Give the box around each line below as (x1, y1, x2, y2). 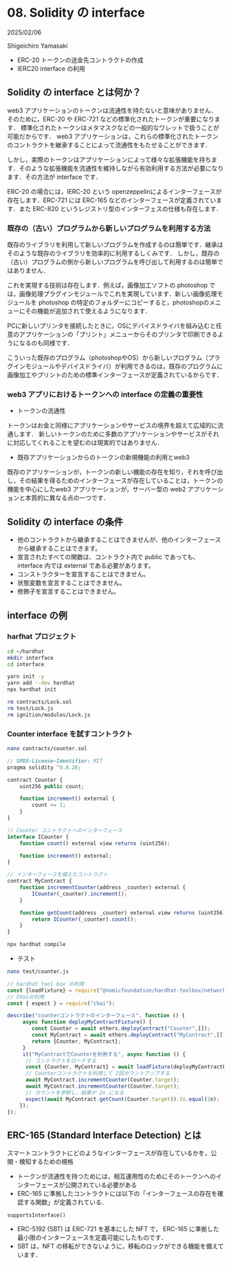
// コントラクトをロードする (25, 1057, 97, 1064)
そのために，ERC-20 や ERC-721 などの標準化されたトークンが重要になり (7, 115, 215, 123)
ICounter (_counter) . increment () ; (32, 890, 128, 897)
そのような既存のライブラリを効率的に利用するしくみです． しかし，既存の (7, 249, 220, 257)
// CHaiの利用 (7, 993, 45, 1000)
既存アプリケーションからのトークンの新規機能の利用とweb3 (16, 453, 190, 462)
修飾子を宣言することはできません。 (16, 587, 120, 596)
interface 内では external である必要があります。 (16, 562, 155, 570)
